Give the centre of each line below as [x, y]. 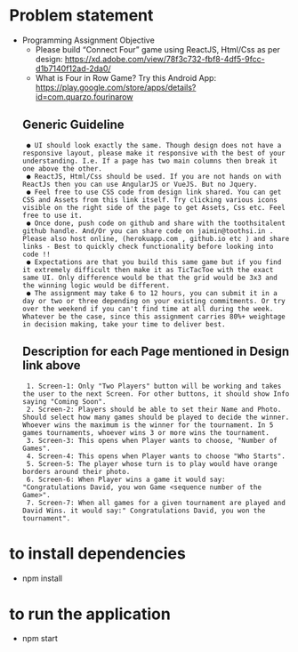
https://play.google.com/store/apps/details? [116, 87]
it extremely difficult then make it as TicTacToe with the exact [148, 270]
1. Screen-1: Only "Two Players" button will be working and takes [154, 386]
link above [52, 366]
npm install [42, 578]
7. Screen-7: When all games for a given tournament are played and [156, 503]
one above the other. [62, 169]
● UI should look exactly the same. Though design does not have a [154, 145]
